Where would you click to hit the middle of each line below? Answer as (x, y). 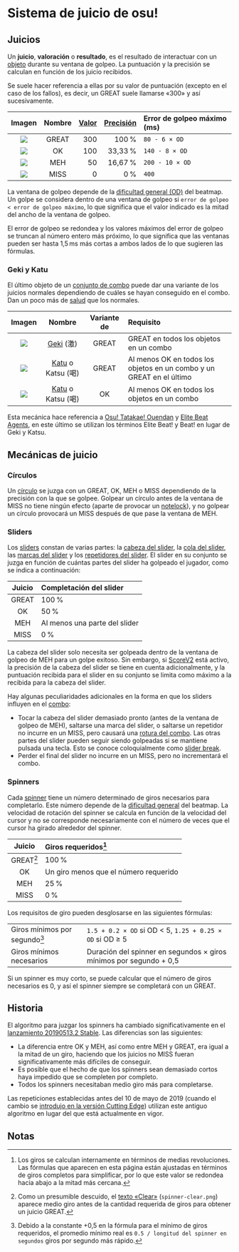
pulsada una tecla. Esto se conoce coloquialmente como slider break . (119, 748)
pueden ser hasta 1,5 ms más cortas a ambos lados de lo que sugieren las (115, 243)
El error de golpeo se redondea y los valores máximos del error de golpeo (116, 228)
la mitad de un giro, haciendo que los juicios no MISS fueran (106, 1054)
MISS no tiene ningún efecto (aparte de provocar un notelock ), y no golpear (118, 505)
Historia (26, 1008)
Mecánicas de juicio (53, 455)
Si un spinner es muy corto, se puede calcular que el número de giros (110, 978)
